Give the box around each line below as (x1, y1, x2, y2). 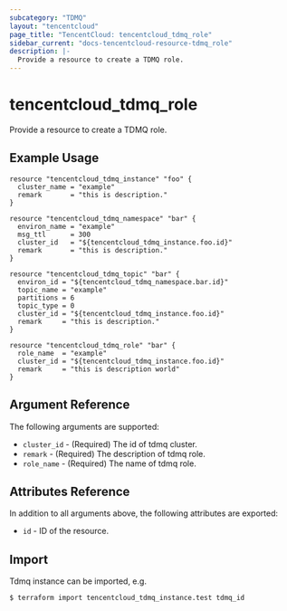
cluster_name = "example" (17, 182, 116, 191)
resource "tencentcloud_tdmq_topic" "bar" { (9, 269, 180, 279)
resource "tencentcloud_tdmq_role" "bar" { (9, 340, 177, 349)
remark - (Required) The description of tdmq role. (22, 448, 206, 459)
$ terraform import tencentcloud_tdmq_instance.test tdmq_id (9, 594, 245, 603)
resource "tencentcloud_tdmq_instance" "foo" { (9, 174, 193, 184)
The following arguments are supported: (9, 421, 160, 432)
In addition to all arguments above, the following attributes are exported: (9, 508, 279, 519)
